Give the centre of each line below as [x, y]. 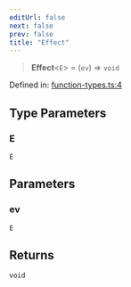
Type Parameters [58, 113]
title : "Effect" [39, 42]
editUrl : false [37, 17]
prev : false [31, 34]
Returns [32, 255]
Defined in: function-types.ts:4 [66, 85]
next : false [31, 26]
